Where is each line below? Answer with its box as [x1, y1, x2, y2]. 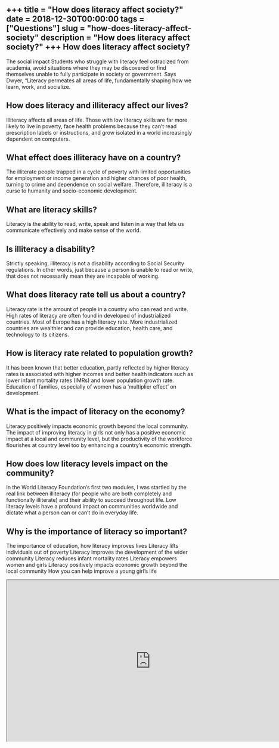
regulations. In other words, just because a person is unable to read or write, [6, 266, 194, 274]
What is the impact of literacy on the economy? [6, 406, 185, 417]
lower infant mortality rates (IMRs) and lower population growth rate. [6, 377, 174, 384]
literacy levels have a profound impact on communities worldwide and [6, 503, 178, 510]
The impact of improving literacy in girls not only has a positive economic [6, 429, 186, 436]
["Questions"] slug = [6, 23, 85, 33]
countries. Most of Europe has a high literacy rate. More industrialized [6, 318, 178, 325]
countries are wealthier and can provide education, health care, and [6, 324, 173, 331]
